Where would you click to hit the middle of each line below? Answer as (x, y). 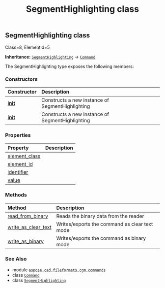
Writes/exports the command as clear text (105, 224)
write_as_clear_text (29, 227)
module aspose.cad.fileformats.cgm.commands (59, 270)
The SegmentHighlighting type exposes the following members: (69, 66)
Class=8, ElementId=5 (27, 47)
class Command (26, 275)
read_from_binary (28, 216)
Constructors (21, 79)
